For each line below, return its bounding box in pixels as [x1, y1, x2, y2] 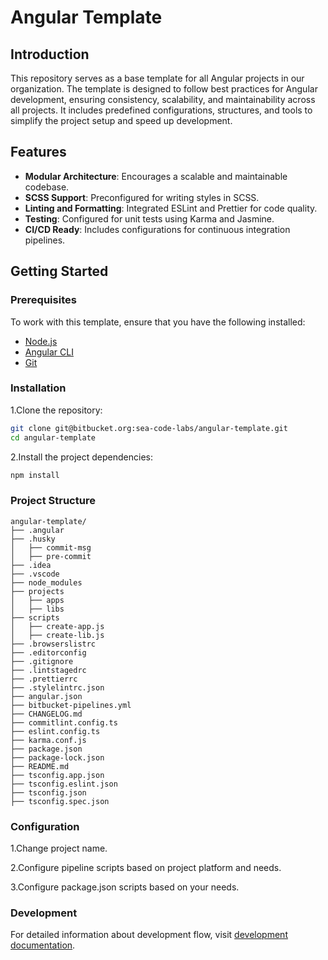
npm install [10, 470, 60, 480]
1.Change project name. [10, 842, 108, 855]
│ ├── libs [10, 604, 65, 614]
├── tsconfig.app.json [10, 770, 105, 780]
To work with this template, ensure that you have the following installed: [10, 316, 306, 328]
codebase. [24, 181, 70, 193]
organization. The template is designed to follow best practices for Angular [10, 83, 318, 95]
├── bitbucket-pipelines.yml [10, 700, 132, 710]
